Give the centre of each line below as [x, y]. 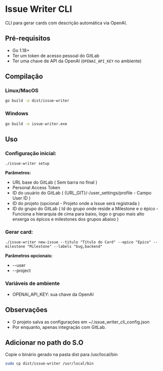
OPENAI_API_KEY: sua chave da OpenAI [53, 294]
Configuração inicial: [31, 153]
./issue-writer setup [27, 164]
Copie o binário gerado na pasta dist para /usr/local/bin [61, 355]
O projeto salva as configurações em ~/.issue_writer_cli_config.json [81, 322]
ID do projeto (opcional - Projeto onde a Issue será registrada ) [76, 204]
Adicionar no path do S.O [44, 343]
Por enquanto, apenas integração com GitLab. [59, 327]
